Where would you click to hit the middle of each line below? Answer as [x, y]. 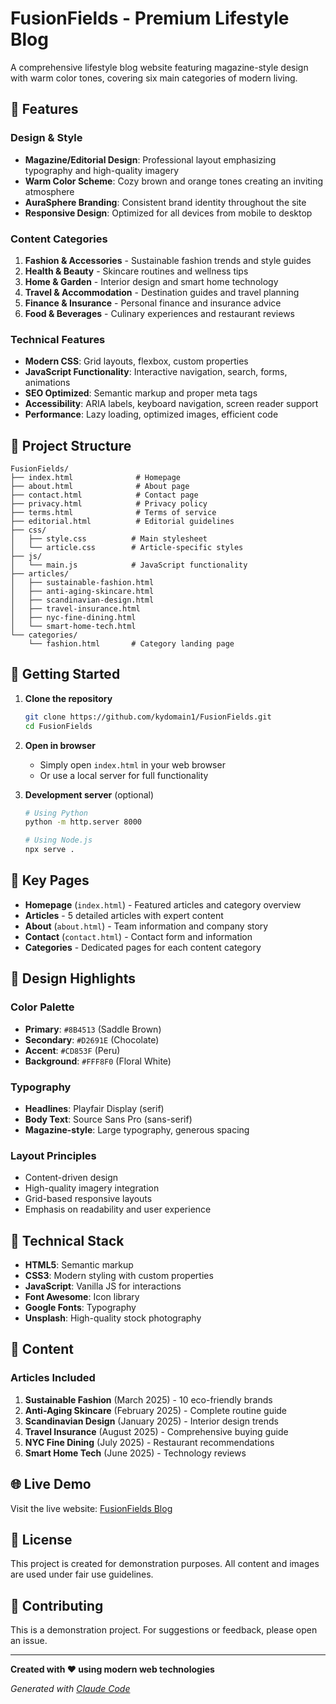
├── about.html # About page [100, 487]
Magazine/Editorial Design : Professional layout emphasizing [150, 159]
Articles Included [53, 1378]
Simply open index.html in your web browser [132, 764]
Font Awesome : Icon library [82, 1296]
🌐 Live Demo [51, 1484]
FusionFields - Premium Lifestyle [150, 18]
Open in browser [60, 745]
